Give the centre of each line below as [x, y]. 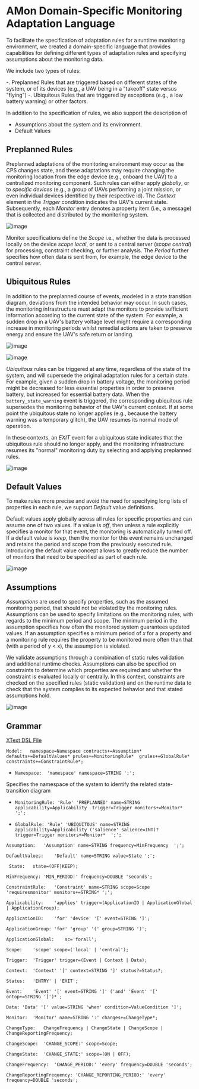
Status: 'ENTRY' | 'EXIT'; [42, 981]
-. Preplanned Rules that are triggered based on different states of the [91, 82]
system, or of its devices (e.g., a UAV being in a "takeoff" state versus [91, 88]
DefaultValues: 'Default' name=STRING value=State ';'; [81, 856]
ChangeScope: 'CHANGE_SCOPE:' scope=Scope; [62, 1044]
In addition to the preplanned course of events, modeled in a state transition [99, 296]
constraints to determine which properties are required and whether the [94, 670]
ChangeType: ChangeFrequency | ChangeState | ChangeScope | [85, 1028]
